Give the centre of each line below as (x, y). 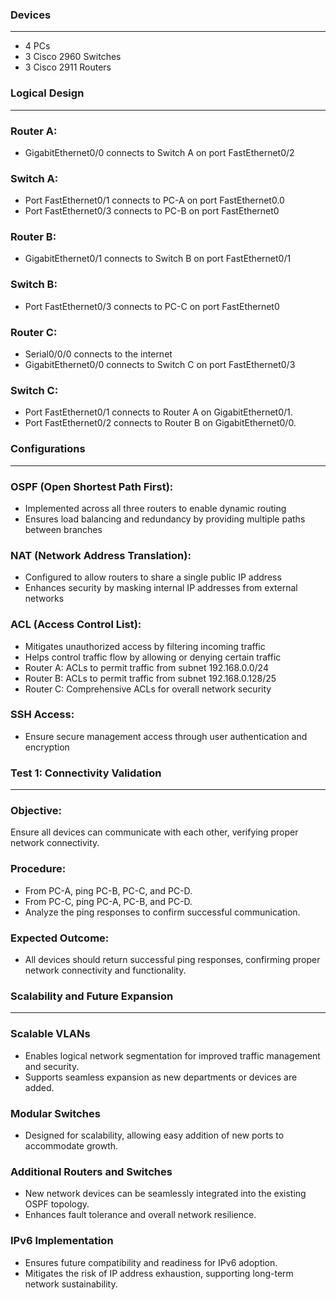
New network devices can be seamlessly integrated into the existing (165, 1194)
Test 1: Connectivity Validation (86, 773)
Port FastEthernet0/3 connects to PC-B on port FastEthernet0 (152, 211)
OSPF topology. (57, 1204)
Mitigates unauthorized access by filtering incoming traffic (145, 646)
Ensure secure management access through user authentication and (166, 736)
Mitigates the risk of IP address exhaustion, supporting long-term (159, 1273)
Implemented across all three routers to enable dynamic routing (155, 508)
